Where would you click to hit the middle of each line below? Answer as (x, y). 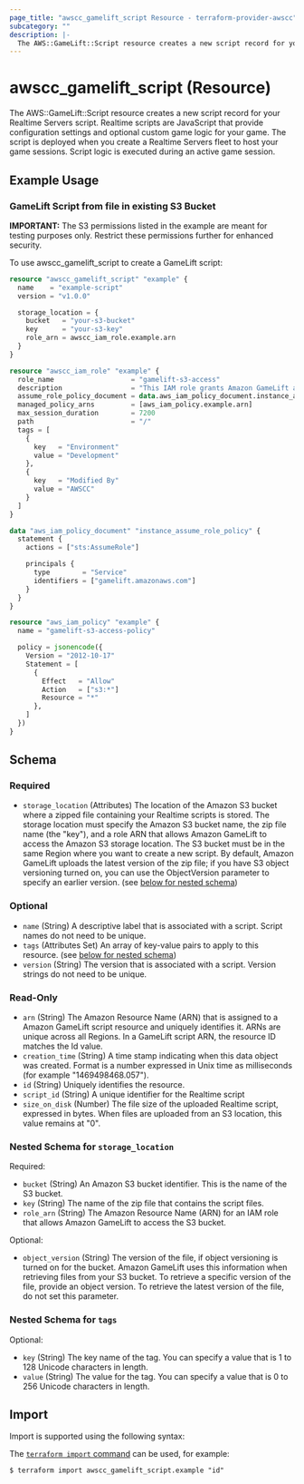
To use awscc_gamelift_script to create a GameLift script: (116, 262)
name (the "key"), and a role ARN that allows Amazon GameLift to (144, 835)
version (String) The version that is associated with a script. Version (149, 964)
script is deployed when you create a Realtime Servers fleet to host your (144, 142)
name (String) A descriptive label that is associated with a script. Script (152, 925)
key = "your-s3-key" (75, 329)
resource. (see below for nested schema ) (100, 954)
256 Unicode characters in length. (86, 1386)
